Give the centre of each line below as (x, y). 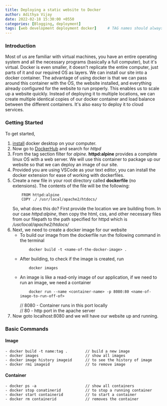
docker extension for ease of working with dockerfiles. (68, 175)
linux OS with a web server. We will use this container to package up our (86, 159)
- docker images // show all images (65, 356)
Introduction (20, 46)
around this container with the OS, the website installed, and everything (78, 83)
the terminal (32, 240)
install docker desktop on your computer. (54, 143)
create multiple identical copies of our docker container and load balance (80, 99)
